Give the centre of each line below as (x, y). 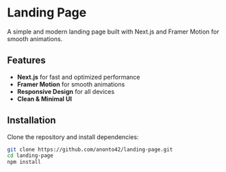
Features (26, 61)
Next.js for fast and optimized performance (78, 77)
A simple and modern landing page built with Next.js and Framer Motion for (113, 32)
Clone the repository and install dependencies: (73, 137)
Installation (32, 120)
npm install (24, 162)
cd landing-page (30, 156)
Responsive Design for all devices (66, 91)
